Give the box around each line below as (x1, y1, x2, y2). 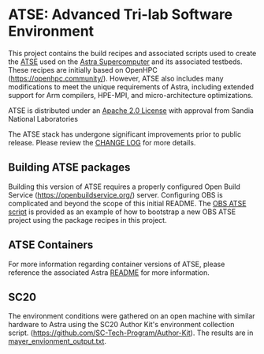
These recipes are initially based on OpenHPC (8, 65, 158, 74)
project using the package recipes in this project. (8, 215, 167, 224)
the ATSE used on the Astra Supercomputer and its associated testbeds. (8, 57, 243, 66)
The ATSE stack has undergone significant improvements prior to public (8, 129, 242, 139)
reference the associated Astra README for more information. (8, 267, 210, 277)
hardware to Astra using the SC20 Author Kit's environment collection (8, 320, 235, 330)
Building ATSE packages (8, 160, 131, 175)
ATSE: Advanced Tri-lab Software (8, 6, 233, 24)
